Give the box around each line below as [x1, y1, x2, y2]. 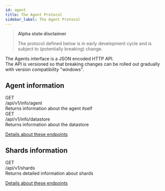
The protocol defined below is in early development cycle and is [17, 41, 152, 47]
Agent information [5, 81, 64, 90]
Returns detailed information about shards [5, 170, 93, 176]
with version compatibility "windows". [5, 66, 84, 72]
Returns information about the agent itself [5, 105, 92, 111]
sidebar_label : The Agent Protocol [5, 17, 81, 22]
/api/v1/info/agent [5, 100, 42, 106]
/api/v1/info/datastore [5, 116, 50, 122]
